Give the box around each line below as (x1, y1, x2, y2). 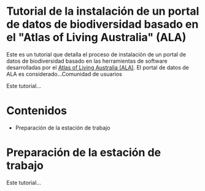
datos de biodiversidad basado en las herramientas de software (6, 57, 168, 64)
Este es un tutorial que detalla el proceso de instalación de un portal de (6, 50, 186, 58)
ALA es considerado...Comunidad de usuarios (6, 70, 123, 77)
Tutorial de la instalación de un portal (6, 4, 199, 18)
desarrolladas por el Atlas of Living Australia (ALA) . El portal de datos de (6, 63, 189, 71)
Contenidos (6, 104, 68, 118)
